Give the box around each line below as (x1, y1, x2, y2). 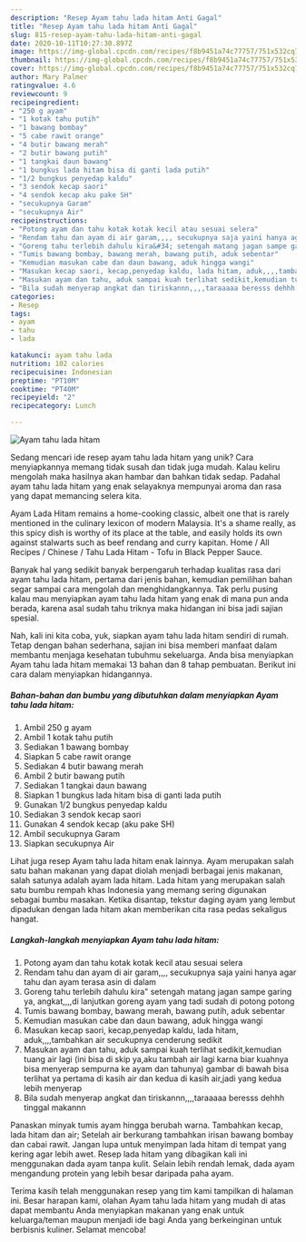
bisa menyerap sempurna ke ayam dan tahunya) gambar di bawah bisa (23, 1063, 290, 1074)
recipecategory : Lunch (10, 402, 96, 411)
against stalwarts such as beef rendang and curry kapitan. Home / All (10, 537, 271, 548)
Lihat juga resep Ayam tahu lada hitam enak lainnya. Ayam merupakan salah (10, 855, 294, 866)
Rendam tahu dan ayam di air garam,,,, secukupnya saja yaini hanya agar (23, 967, 297, 978)
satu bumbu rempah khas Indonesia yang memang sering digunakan (10, 884, 267, 895)
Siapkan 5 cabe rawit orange (23, 750, 132, 761)
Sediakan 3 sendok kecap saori (23, 809, 142, 820)
